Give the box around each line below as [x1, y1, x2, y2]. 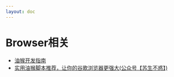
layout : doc [5, 8, 35, 15]
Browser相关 [5, 36, 69, 49]
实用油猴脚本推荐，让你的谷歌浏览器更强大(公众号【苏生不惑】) [14, 64, 168, 71]
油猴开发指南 [14, 57, 46, 64]
